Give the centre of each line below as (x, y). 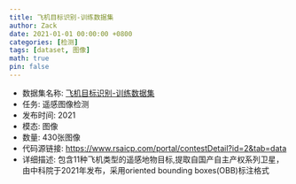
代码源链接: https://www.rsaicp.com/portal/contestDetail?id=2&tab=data (154, 148)
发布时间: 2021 (49, 115)
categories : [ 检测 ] (44, 42)
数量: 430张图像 (51, 137)
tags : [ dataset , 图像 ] (50, 50)
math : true (29, 58)
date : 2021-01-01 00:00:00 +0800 (71, 34)
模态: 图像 (40, 126)
